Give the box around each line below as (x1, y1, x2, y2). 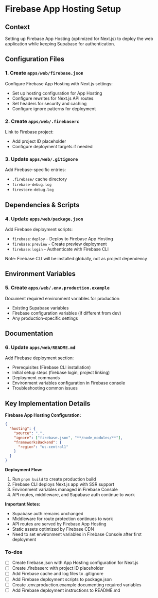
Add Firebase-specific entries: (5, 167, 66, 173)
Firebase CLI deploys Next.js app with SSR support (12, 482, 114, 487)
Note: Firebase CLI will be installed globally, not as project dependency (5, 255, 147, 261)
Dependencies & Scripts (5, 201, 80, 209)
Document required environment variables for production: (5, 295, 121, 301)
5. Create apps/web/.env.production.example (5, 284, 110, 291)
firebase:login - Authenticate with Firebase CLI (12, 246, 109, 252)
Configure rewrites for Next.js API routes (12, 95, 94, 101)
